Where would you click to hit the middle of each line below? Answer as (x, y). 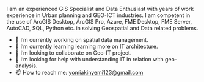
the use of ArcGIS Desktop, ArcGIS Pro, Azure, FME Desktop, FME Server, (99, 22)
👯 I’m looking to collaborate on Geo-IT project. (73, 53)
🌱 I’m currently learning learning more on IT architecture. (86, 46)
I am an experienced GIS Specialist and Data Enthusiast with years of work (100, 9)
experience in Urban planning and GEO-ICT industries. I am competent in (98, 15)
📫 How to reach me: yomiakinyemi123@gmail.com (79, 73)
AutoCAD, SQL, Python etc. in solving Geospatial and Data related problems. (102, 28)
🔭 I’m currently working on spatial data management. (82, 40)
